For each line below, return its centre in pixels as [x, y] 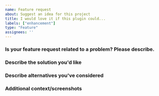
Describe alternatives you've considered [54, 75]
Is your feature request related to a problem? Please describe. [80, 49]
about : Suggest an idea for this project [48, 14]
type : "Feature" [21, 28]
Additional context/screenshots [43, 88]
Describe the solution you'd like [43, 62]
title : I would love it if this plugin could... [55, 19]
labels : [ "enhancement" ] [30, 23]
